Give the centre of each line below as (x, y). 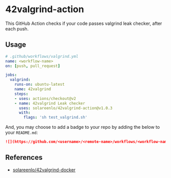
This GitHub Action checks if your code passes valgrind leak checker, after (84, 23)
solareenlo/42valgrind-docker (44, 170)
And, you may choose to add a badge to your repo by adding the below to (83, 127)
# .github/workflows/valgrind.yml (42, 56)
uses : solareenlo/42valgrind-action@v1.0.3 (66, 108)
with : (24, 113)
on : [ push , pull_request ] (33, 66)
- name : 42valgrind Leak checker (50, 103)
